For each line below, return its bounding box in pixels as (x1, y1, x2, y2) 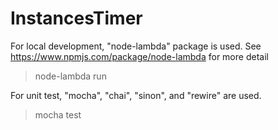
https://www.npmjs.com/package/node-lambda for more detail (10, 50, 269, 62)
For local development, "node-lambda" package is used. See (10, 40, 262, 52)
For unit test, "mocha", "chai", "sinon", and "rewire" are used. (10, 89, 262, 101)
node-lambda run (34, 70, 107, 82)
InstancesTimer (10, 7, 143, 30)
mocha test (34, 108, 82, 121)
